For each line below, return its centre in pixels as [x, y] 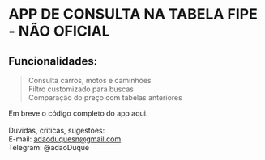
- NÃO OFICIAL [60, 31]
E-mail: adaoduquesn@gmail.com [65, 139]
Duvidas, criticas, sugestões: [57, 131]
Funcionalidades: [53, 61]
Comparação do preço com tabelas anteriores [105, 97]
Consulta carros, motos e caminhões [90, 80]
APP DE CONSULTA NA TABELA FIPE [133, 14]
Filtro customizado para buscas [81, 89]
